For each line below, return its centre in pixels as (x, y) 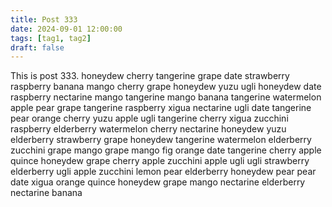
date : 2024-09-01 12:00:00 (66, 29)
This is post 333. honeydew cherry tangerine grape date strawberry (150, 76)
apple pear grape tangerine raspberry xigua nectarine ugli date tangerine (161, 108)
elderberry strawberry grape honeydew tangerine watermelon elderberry (161, 140)
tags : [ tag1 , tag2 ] (51, 38)
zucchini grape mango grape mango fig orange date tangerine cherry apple (166, 150)
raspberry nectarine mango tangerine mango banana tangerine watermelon (166, 97)
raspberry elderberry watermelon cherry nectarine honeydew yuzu (148, 129)
